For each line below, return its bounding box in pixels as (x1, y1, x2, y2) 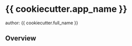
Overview (5, 34, 37, 43)
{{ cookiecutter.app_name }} (5, 3, 127, 15)
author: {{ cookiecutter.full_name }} (5, 20, 78, 26)
